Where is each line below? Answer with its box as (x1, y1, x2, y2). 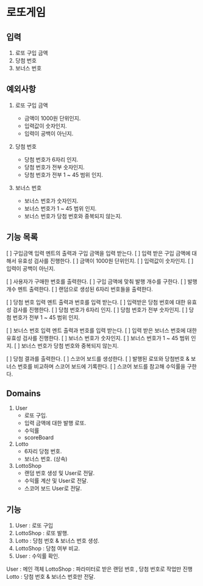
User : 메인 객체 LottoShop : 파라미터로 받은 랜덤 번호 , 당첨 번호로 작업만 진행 (6, 565, 193, 573)
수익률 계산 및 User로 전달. (24, 477, 88, 484)
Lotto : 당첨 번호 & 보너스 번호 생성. (15, 537, 99, 544)
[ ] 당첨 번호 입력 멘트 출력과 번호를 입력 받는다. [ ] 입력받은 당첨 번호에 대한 (6, 298, 186, 306)
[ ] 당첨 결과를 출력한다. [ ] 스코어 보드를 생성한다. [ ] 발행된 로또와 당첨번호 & (6, 355, 190, 362)
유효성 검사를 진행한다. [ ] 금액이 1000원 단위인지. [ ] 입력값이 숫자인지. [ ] (17, 257, 194, 264)
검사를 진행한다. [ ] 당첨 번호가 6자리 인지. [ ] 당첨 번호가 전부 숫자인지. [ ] (12, 306, 188, 313)
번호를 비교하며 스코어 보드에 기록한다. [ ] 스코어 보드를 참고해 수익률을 (17, 362, 186, 370)
